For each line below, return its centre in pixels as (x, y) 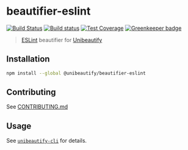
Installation (28, 59)
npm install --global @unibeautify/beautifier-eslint (76, 73)
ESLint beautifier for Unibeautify (62, 40)
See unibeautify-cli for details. (47, 141)
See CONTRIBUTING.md (37, 107)
